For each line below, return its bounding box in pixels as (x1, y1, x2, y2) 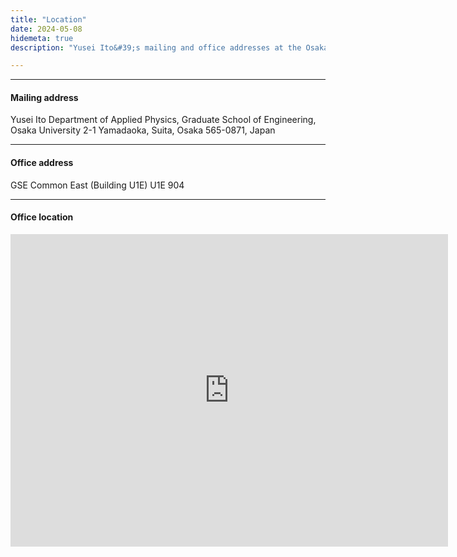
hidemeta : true (10, 33, 74, 43)
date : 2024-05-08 (10, 24, 83, 34)
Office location (10, 211, 74, 223)
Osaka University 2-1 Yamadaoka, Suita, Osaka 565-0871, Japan (10, 124, 276, 136)
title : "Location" (10, 14, 87, 25)
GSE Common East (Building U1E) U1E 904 (10, 179, 185, 191)
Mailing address (10, 91, 79, 103)
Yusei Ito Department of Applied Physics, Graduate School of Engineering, (10, 114, 317, 126)
